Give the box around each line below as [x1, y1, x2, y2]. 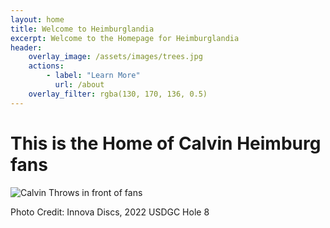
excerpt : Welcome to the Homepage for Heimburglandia [10, 33, 240, 43]
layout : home [10, 14, 65, 25]
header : [10, 42, 43, 53]
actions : [28, 61, 65, 71]
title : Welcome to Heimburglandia [10, 24, 155, 34]
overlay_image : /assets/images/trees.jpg [28, 52, 203, 62]
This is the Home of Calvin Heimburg [10, 132, 322, 155]
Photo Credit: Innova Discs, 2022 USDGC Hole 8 [10, 206, 210, 218]
